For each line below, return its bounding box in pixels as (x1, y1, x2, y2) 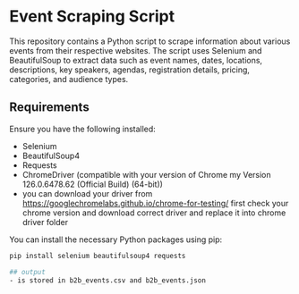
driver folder (21, 216, 69, 227)
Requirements (9, 100, 90, 115)
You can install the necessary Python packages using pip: (9, 234, 223, 245)
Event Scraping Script (9, 6, 175, 27)
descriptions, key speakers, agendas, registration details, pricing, (9, 64, 251, 75)
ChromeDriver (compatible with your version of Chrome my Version (21, 169, 271, 180)
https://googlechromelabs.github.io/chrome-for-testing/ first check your (21, 197, 289, 208)
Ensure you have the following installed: (9, 123, 157, 134)
